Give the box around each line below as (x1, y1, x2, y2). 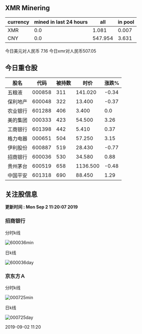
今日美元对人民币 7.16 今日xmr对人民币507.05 (5, 48, 97, 54)
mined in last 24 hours (34, 18, 88, 25)
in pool (117, 18, 134, 25)
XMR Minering (5, 4, 50, 12)
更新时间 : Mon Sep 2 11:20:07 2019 (5, 204, 78, 210)
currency (7, 18, 29, 25)
